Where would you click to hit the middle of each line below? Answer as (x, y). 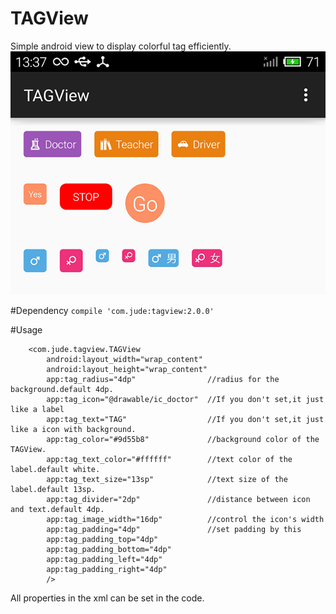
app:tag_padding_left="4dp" (104, 559)
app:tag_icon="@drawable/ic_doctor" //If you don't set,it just (185, 399)
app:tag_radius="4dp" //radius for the (163, 379)
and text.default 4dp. (57, 509)
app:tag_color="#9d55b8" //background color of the (183, 439)
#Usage (26, 329)
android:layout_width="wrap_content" (124, 359)
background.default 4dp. (62, 389)
